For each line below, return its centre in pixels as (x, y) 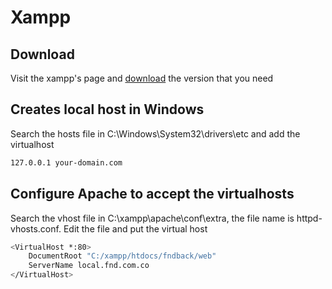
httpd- (309, 218)
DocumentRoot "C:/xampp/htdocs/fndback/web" (122, 256)
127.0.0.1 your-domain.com (66, 162)
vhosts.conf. (36, 228)
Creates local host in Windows (107, 109)
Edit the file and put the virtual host (135, 228)
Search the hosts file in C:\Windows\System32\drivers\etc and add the (155, 133)
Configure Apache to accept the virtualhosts (152, 194)
